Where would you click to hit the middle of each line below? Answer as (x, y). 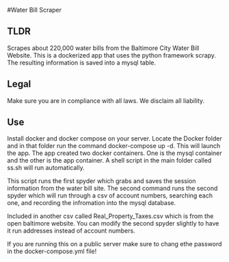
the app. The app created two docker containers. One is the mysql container (114, 153)
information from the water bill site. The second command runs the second (112, 189)
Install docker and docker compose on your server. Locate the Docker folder (114, 139)
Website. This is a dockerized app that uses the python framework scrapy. (112, 55)
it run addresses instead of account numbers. (71, 231)
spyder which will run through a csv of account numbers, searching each (110, 195)
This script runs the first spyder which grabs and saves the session (102, 181)
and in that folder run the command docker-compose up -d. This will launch (114, 146)
